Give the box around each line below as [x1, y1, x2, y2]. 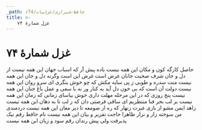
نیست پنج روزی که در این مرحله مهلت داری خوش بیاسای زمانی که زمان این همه [6, 91, 186, 99]
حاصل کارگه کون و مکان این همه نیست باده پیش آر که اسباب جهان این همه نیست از [6, 66, 194, 73]
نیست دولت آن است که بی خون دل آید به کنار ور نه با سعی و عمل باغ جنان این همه [6, 85, 192, 92]
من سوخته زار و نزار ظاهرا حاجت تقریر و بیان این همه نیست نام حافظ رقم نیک [6, 111, 182, 118]
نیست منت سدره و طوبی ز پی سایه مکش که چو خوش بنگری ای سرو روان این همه [6, 79, 192, 86]
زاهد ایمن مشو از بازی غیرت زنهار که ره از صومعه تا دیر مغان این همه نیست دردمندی [6, 104, 196, 111]
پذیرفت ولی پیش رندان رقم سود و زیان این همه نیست [6, 117, 127, 124]
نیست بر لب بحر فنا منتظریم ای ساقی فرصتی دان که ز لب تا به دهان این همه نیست [6, 97, 193, 105]
